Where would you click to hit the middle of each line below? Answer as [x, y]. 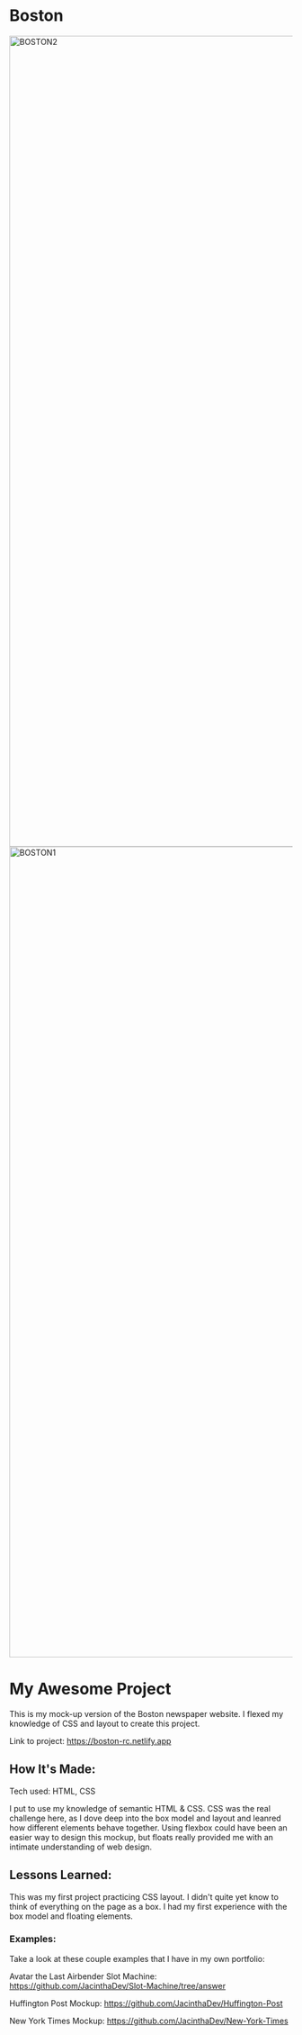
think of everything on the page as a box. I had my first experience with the [148, 1906]
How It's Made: [53, 1770]
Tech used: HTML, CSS [53, 1791]
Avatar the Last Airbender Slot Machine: [83, 1976]
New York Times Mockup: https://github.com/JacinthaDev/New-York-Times [149, 2021]
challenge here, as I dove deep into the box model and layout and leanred [145, 1818]
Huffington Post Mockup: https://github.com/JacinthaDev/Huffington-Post [146, 2003]
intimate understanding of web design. [81, 1847]
